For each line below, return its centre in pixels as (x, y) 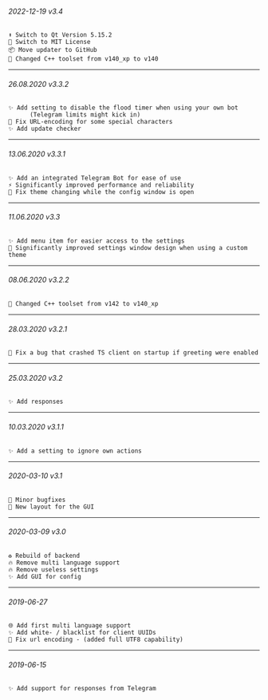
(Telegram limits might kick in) (85, 115)
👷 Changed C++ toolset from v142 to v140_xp (83, 304)
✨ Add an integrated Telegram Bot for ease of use (95, 178)
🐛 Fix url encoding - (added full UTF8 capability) (96, 640)
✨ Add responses (36, 402)
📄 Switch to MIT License (49, 42)
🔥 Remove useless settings (53, 570)
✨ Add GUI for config (45, 577)
